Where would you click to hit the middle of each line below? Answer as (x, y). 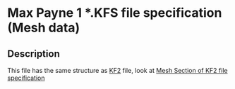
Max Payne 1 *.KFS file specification (115, 13)
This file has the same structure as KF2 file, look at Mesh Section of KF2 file (117, 70)
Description (34, 54)
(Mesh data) (44, 28)
